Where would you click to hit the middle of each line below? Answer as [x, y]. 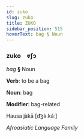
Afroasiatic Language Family [42, 128]
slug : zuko [20, 18]
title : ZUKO [21, 23]
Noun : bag [19, 93]
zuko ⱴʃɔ [22, 56]
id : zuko [17, 12]
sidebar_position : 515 [34, 29]
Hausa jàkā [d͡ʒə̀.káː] [32, 116]
